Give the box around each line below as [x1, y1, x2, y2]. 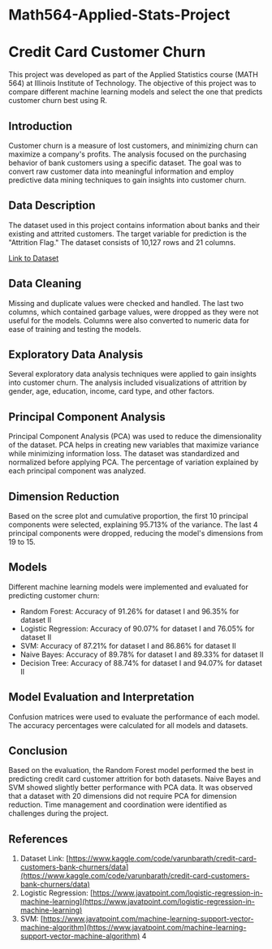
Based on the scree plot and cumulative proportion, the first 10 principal [8, 511, 248, 520]
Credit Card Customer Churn [8, 43, 206, 62]
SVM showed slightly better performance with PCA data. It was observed [8, 783, 253, 792]
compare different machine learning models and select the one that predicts [8, 87, 263, 97]
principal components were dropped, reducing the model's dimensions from [8, 528, 264, 537]
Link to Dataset [8, 253, 59, 263]
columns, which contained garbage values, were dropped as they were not [8, 307, 259, 317]
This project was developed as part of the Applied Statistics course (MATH [8, 70, 258, 80]
